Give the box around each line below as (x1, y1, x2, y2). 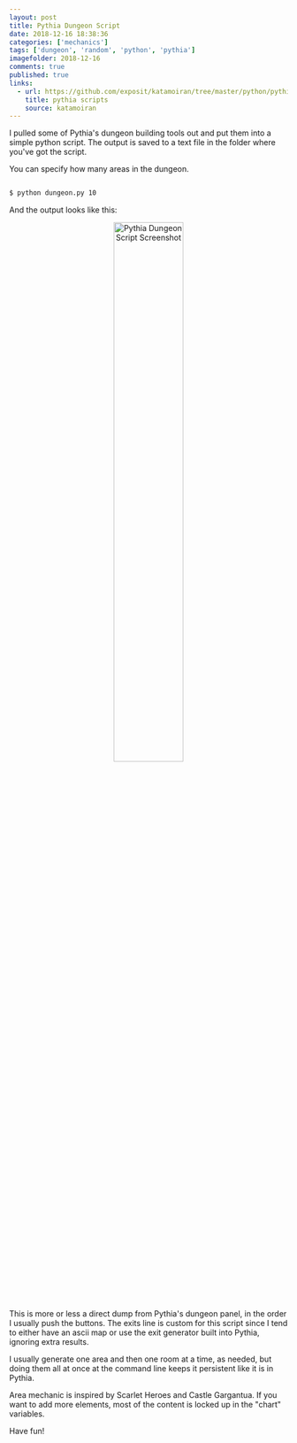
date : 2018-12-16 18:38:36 (9, 29, 109, 38)
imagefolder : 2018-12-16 (9, 54, 101, 63)
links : (9, 79, 34, 88)
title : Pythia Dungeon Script (9, 21, 121, 30)
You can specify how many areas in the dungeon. (9, 164, 190, 174)
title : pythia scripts (25, 95, 109, 104)
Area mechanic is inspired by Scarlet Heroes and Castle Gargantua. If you (9, 1390, 278, 1401)
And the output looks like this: (9, 204, 118, 215)
